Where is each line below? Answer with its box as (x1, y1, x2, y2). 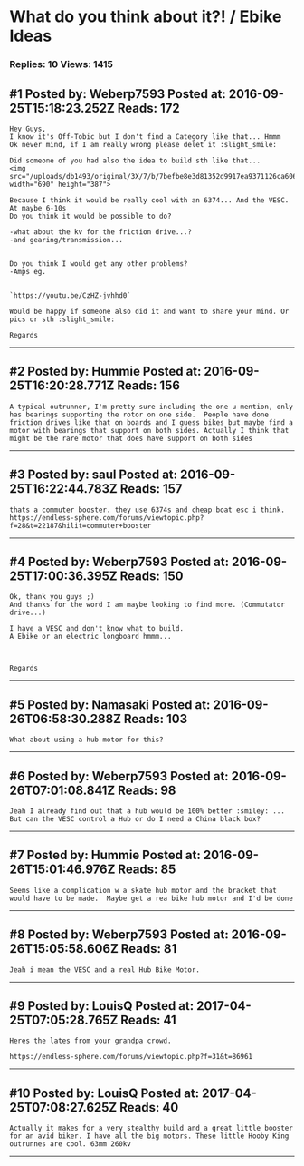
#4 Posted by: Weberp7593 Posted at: (9, 554, 229, 569)
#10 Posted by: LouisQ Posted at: (9, 1085, 200, 1101)
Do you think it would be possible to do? (9, 211, 172, 220)
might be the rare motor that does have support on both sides (9, 434, 253, 443)
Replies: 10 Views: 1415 (9, 58, 113, 71)
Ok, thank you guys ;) (9, 593, 95, 602)
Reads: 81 (120, 941, 177, 956)
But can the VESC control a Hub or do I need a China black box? (9, 814, 261, 823)
